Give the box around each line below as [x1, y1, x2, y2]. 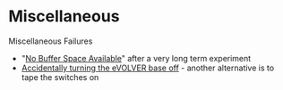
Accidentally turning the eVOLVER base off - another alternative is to [21, 62, 275, 73]
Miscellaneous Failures [8, 36, 93, 46]
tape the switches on [21, 71, 99, 82]
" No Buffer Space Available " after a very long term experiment [21, 53, 252, 63]
